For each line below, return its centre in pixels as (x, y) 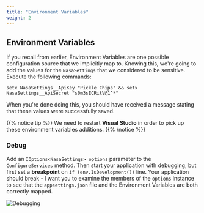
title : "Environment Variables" (47, 12)
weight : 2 (19, 18)
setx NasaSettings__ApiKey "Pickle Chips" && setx (72, 88)
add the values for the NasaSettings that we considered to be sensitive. (96, 70)
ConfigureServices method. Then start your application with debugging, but (101, 165)
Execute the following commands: (49, 77)
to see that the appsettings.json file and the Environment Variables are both (102, 185)
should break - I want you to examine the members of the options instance (100, 178)
